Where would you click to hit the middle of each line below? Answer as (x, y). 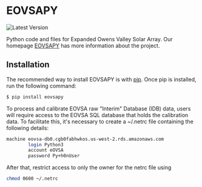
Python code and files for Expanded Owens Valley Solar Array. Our (89, 39)
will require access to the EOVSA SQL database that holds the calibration (97, 115)
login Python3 (46, 144)
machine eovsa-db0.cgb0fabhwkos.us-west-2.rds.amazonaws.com (85, 139)
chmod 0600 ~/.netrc (32, 179)
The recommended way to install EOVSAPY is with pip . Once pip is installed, (101, 79)
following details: (28, 127)
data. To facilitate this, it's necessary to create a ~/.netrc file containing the (100, 121)
